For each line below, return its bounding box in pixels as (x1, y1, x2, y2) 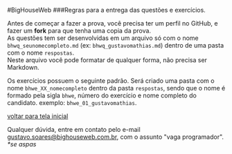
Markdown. (7, 64, 39, 71)
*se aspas (7, 140, 37, 148)
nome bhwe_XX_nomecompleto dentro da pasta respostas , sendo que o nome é (7, 84, 226, 92)
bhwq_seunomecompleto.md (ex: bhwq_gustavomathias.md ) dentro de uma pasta (7, 41, 224, 49)
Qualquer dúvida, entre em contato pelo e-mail (7, 126, 141, 133)
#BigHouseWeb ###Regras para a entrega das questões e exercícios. (7, 6, 206, 14)
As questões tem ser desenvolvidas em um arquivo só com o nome (7, 34, 199, 42)
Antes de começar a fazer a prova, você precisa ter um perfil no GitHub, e (7, 19, 218, 27)
